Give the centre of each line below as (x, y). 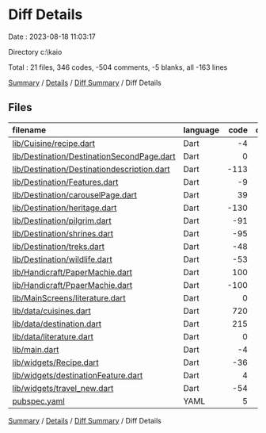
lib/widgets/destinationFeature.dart (78, 375)
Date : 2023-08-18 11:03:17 (52, 36)
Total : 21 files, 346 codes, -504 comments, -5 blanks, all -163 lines (118, 67)
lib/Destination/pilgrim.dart (62, 220)
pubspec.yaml (38, 400)
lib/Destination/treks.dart (59, 246)
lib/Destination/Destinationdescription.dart (91, 169)
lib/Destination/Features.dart (65, 182)
